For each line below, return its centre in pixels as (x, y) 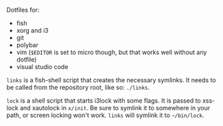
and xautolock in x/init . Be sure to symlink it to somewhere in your (115, 108)
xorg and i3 (32, 30)
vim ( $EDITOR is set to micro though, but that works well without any (111, 52)
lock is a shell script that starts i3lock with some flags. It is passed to (104, 101)
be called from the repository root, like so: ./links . (78, 87)
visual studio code (42, 67)
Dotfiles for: (23, 10)
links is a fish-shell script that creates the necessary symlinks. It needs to (111, 80)
